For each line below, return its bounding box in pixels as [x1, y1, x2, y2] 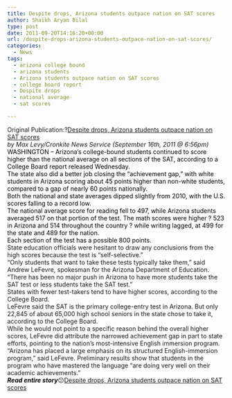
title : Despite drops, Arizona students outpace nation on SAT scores [7, 10, 215, 17]
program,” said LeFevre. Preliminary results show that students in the [7, 354, 204, 362]
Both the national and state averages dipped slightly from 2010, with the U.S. [7, 191, 226, 200]
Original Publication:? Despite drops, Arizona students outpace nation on [7, 126, 213, 134]
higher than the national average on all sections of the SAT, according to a [7, 155, 218, 163]
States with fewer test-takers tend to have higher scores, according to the [7, 287, 218, 295]
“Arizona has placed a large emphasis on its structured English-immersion [7, 346, 218, 354]
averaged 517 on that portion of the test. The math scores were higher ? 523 [7, 214, 225, 222]
